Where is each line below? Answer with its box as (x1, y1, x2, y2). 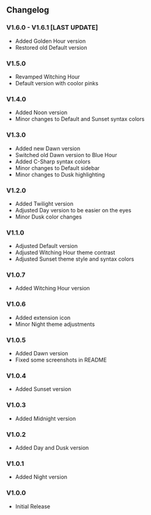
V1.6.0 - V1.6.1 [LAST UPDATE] (6, 23, 98, 32)
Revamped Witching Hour (15, 73, 81, 80)
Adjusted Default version (15, 242, 78, 250)
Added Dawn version (15, 350, 68, 357)
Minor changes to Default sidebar (15, 164, 100, 171)
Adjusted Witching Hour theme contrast (15, 249, 116, 257)
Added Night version (15, 473, 68, 481)
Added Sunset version (15, 385, 72, 393)
